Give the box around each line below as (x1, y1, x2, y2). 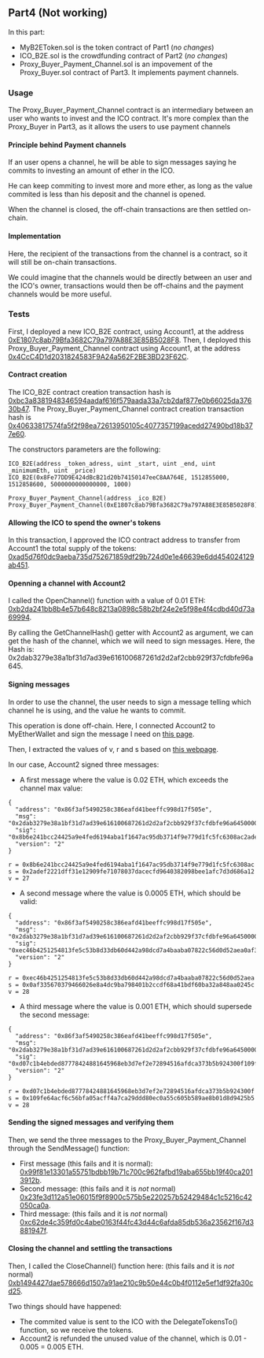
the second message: (19, 1010, 90, 1019)
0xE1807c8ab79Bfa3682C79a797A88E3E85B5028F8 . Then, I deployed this (8, 335, 251, 344)
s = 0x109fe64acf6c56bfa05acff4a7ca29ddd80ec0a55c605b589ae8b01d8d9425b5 (8, 1094, 255, 1102)
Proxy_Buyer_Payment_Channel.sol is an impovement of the (19, 59, 214, 69)
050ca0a (19, 1200, 49, 1210)
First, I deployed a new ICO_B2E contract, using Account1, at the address (8, 326, 245, 336)
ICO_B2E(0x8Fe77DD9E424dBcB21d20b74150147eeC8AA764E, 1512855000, (8, 474, 230, 482)
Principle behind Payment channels (8, 140, 127, 149)
